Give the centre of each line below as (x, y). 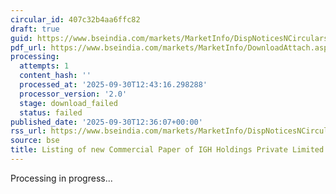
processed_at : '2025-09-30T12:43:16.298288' (113, 85)
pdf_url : (28, 47)
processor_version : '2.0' (73, 94)
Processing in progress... (61, 178)
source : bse (35, 141)
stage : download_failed (68, 103)
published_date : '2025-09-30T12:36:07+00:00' (106, 122)
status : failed (51, 112)
